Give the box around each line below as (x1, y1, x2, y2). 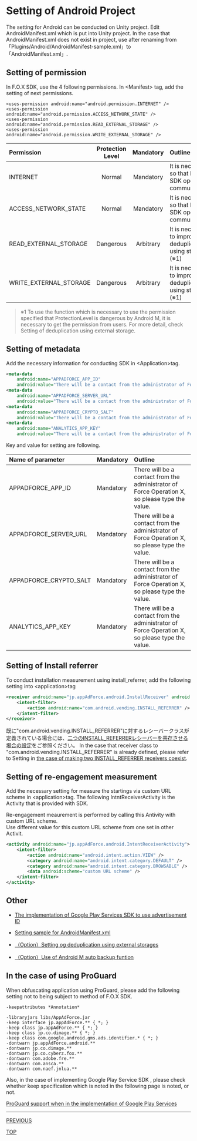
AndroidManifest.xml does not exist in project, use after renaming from (6, 36, 177, 43)
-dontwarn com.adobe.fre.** (6, 1055, 75, 1061)
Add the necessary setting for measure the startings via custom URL (6, 787, 172, 795)
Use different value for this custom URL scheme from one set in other (6, 824, 174, 831)
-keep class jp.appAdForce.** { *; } (6, 1025, 98, 1031)
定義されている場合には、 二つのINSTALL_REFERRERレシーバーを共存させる (6, 735, 189, 742)
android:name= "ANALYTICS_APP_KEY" (16, 426, 101, 432)
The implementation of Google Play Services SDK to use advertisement (14, 911, 187, 918)
